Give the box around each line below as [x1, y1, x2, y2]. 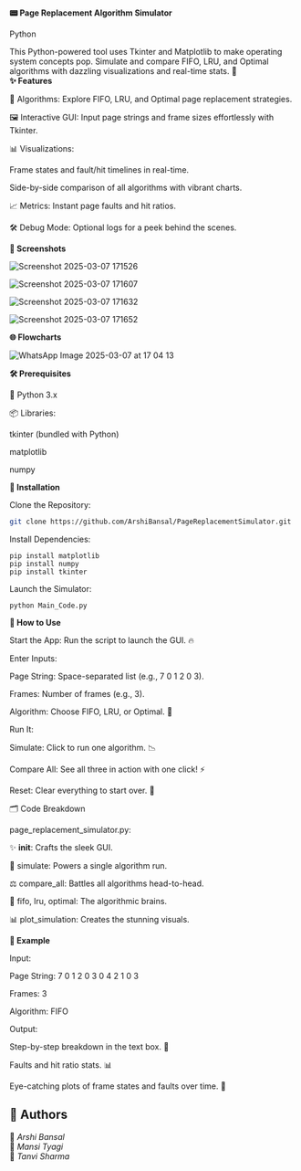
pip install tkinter [9, 567, 88, 576]
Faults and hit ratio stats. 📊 [9, 1059, 112, 1071]
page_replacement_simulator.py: [9, 824, 132, 835]
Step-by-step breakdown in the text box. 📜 [9, 1040, 170, 1052]
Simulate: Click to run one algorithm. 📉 [9, 742, 157, 753]
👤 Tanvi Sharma [9, 1150, 70, 1162]
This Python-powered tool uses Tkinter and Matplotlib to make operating [9, 47, 283, 57]
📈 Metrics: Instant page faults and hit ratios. [9, 200, 176, 211]
